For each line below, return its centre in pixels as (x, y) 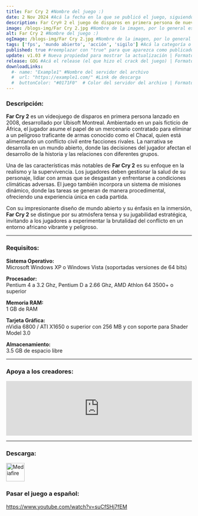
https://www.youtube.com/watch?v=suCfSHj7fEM (67, 507)
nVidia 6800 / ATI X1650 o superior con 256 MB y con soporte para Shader (97, 326)
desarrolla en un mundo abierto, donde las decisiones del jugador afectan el (99, 148)
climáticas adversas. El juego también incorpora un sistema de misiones (94, 184)
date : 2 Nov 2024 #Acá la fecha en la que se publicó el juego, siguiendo (100, 17)
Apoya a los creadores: (40, 371)
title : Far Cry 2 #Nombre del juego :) (55, 12)
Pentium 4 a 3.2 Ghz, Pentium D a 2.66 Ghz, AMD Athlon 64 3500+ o (90, 285)
